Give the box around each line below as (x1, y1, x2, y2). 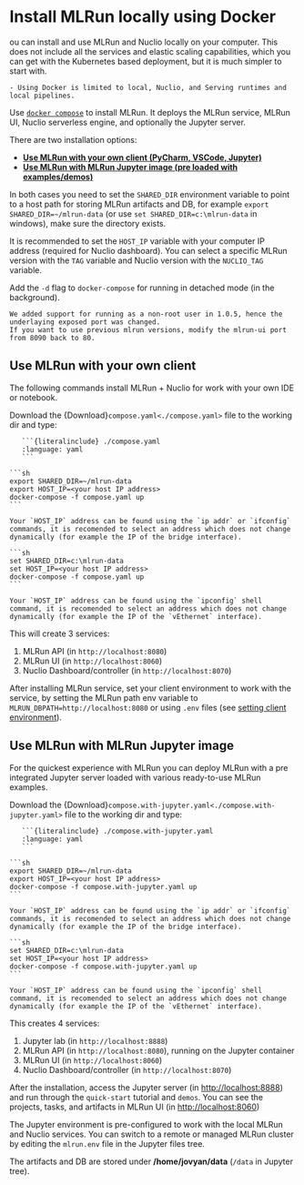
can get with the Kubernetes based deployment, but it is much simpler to (9, 56, 282, 66)
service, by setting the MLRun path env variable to (9, 692, 198, 703)
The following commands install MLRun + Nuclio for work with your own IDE (9, 382, 294, 393)
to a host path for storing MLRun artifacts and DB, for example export (9, 198, 269, 209)
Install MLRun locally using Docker (9, 6, 276, 27)
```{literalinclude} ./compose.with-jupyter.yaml (21, 826, 214, 836)
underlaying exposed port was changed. (9, 317, 161, 327)
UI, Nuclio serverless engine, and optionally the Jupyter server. (9, 116, 246, 127)
